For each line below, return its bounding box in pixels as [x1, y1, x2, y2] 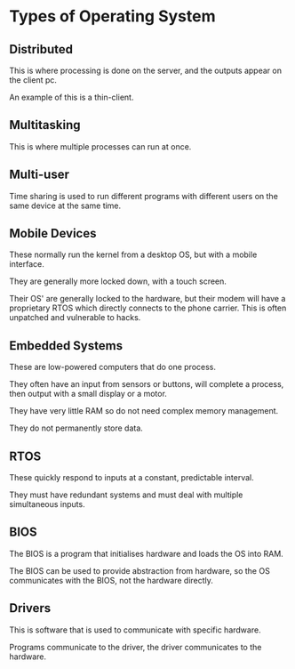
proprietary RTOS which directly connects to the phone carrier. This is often [9, 302, 287, 313]
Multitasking [9, 117, 81, 133]
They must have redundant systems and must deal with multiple [9, 489, 243, 500]
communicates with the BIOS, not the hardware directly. [9, 575, 213, 585]
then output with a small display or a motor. [9, 389, 167, 399]
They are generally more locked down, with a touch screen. [9, 276, 227, 286]
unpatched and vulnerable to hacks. [9, 312, 141, 323]
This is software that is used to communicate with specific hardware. [9, 625, 261, 635]
